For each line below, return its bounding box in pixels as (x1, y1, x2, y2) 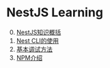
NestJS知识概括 (16, 28, 61, 36)
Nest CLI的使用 (16, 36, 59, 45)
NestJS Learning (6, 5, 104, 20)
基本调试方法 (16, 45, 53, 53)
